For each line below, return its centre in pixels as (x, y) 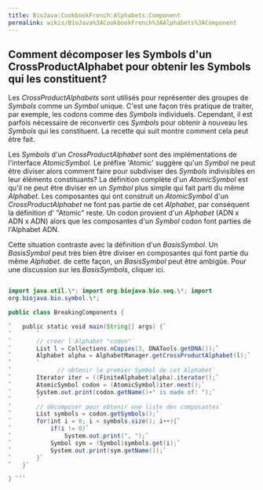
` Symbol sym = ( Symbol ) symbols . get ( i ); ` (94, 443)
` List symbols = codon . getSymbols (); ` (84, 414)
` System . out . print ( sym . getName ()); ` (88, 450)
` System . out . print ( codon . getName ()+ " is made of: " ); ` (112, 392)
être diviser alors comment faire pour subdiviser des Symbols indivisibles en (131, 171)
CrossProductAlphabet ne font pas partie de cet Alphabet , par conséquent (129, 205)
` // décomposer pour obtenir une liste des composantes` (115, 407)
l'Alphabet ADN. (34, 230)
